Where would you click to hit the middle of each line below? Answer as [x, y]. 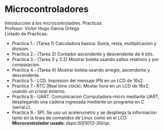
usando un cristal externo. [39, 91]
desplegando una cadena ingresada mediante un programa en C [78, 101]
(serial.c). [22, 107]
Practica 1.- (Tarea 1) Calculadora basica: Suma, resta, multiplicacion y [84, 43]
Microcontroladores [47, 9]
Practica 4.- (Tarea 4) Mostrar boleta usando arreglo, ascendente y [81, 70]
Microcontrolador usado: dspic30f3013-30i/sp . [61, 123]
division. [20, 48]
